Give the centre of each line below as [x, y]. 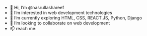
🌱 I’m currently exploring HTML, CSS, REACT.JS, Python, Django [76, 18]
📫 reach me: [23, 28]
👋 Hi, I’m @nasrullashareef [37, 8]
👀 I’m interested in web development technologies [61, 13]
